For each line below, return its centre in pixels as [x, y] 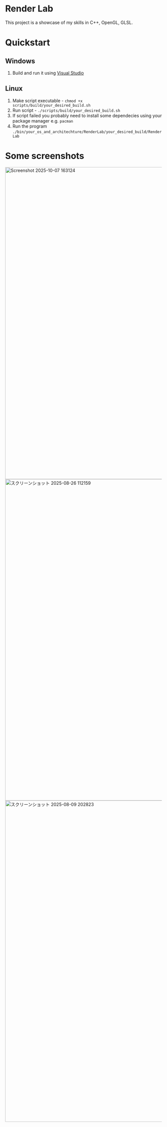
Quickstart [28, 43]
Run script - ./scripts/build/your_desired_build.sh [66, 110]
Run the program [30, 126]
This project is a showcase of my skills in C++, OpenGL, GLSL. [69, 22]
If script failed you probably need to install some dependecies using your [87, 116]
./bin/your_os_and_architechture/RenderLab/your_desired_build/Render [87, 132]
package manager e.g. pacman [43, 121]
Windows [20, 61]
